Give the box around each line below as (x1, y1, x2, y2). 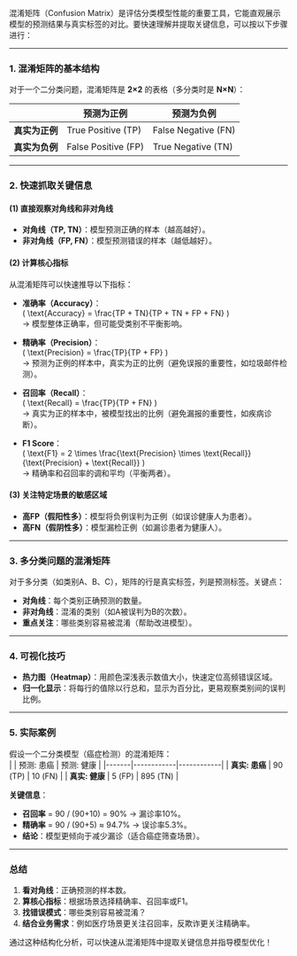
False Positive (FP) (66, 141, 144, 153)
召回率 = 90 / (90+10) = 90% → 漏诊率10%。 (21, 808, 186, 819)
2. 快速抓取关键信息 (9, 180, 93, 192)
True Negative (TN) (152, 141, 233, 153)
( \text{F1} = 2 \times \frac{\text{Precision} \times (21, 447, 202, 458)
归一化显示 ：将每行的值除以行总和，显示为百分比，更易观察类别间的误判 (21, 683, 286, 694)
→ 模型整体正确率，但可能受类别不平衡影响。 (21, 318, 187, 329)
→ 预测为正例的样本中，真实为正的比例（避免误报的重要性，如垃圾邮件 (21, 357, 280, 368)
